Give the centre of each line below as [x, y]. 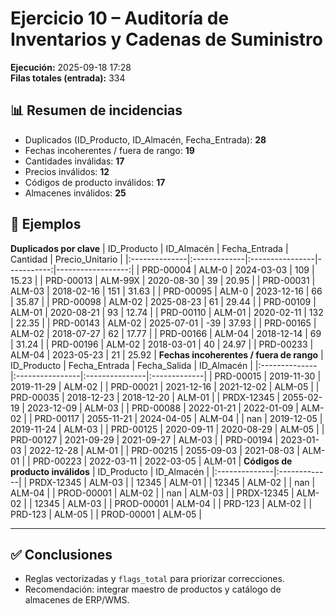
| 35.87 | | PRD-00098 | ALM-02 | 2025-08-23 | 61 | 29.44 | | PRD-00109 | [163, 301]
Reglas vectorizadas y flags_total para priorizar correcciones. [154, 579]
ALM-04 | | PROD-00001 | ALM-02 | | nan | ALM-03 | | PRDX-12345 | [152, 493]
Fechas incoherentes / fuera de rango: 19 [109, 150]
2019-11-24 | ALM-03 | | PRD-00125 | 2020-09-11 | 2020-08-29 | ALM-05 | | [167, 429]
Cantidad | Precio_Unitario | [66, 259]
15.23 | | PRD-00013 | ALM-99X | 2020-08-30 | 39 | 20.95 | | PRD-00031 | [163, 280]
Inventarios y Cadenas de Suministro [166, 39]
